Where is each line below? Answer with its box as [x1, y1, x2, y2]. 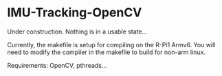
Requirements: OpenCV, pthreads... [7, 61, 107, 69]
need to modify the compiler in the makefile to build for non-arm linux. [7, 48, 206, 56]
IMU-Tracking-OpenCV [7, 5, 142, 21]
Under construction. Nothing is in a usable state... [7, 27, 148, 36]
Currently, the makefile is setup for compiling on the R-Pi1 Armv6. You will [7, 40, 216, 49]
